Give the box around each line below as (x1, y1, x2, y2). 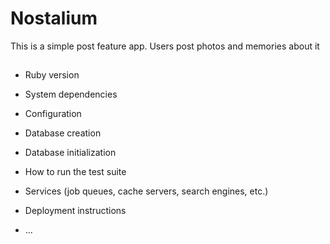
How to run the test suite (24, 166, 127, 178)
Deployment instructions (24, 205, 127, 217)
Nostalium (10, 7, 98, 30)
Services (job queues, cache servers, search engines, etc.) (24, 185, 269, 197)
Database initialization (24, 147, 117, 159)
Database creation (24, 127, 102, 139)
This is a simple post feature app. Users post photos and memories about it (10, 40, 320, 52)
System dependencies (24, 88, 118, 101)
